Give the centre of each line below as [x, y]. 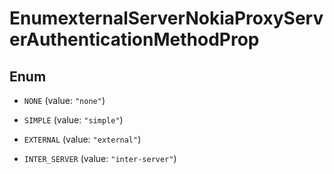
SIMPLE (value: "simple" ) [73, 120]
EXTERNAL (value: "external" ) [82, 139]
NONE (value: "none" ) [64, 100]
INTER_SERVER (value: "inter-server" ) [100, 158]
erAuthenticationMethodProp [134, 39]
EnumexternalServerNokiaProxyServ [166, 18]
